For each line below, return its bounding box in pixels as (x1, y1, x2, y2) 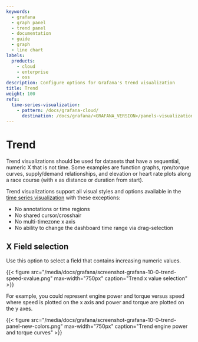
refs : (6, 96, 19, 102)
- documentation (11, 31, 51, 37)
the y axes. (6, 305, 33, 312)
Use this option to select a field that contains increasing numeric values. (6, 257, 181, 264)
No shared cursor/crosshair (14, 212, 82, 219)
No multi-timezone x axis (14, 218, 75, 225)
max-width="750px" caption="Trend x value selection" (54, 275, 187, 282)
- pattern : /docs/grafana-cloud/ (16, 107, 99, 113)
